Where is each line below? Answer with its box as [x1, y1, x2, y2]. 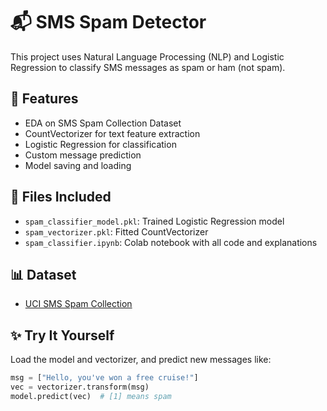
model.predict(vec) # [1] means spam [10, 391, 172, 401]
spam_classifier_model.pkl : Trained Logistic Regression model [24, 215, 285, 227]
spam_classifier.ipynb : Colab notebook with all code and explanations [24, 236, 318, 248]
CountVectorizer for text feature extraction [24, 127, 201, 139]
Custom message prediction [24, 149, 142, 161]
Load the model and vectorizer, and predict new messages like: [10, 354, 272, 366]
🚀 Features [10, 90, 79, 108]
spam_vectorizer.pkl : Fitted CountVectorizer [24, 225, 209, 238]
